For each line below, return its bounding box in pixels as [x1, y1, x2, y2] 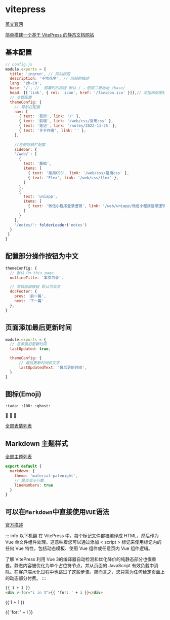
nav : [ [14, 109, 28, 114]
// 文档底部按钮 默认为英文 [10, 284, 61, 289]
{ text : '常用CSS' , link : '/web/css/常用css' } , [27, 170, 130, 176]
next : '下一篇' [14, 299, 44, 304]
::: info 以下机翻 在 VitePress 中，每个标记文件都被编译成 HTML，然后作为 [5, 533, 159, 539]
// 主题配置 [10, 95, 32, 100]
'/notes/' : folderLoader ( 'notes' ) [14, 222, 87, 227]
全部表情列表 [5, 423, 32, 429]
